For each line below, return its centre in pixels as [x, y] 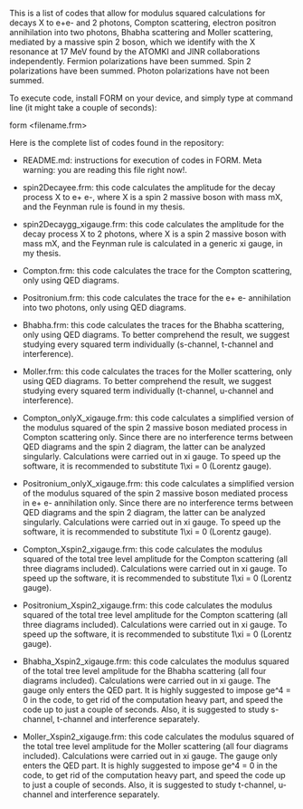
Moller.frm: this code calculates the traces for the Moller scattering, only [157, 371]
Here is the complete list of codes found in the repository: [117, 143]
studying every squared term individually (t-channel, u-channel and [148, 390]
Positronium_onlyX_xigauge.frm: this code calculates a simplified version [158, 483]
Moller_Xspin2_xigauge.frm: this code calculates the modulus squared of [158, 737]
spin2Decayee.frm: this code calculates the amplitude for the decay [149, 188]
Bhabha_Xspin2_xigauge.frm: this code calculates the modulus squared [156, 661]
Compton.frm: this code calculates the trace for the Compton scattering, [157, 270]
